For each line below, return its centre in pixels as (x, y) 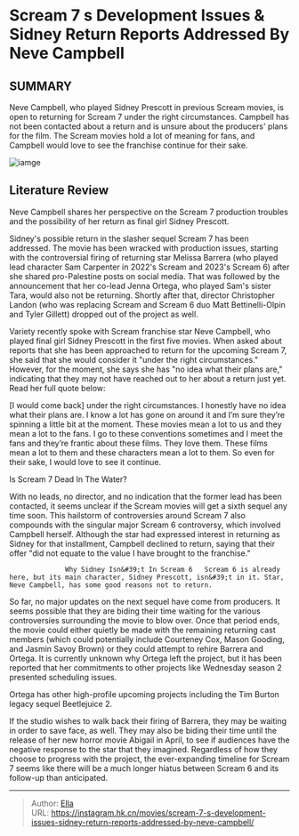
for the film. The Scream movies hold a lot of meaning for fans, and (132, 136)
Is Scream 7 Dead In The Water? (68, 479)
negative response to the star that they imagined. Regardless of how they (144, 749)
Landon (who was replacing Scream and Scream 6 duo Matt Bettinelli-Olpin (148, 304)
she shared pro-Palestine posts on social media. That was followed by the (145, 276)
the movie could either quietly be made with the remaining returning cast (142, 630)
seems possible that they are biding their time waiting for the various (135, 611)
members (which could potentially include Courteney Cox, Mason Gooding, (147, 639)
